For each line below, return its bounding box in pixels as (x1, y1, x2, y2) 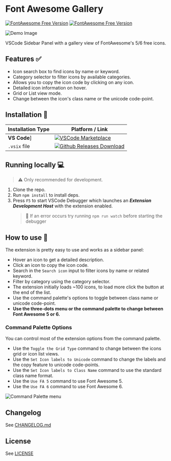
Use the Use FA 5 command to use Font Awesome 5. (12, 378, 123, 384)
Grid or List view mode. (12, 90, 62, 96)
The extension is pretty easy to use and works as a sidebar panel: (5, 247, 144, 253)
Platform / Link (71, 125, 108, 133)
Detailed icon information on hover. (12, 85, 87, 91)
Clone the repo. (12, 186, 46, 193)
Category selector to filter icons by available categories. (12, 74, 132, 80)
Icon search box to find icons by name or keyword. (12, 68, 120, 74)
